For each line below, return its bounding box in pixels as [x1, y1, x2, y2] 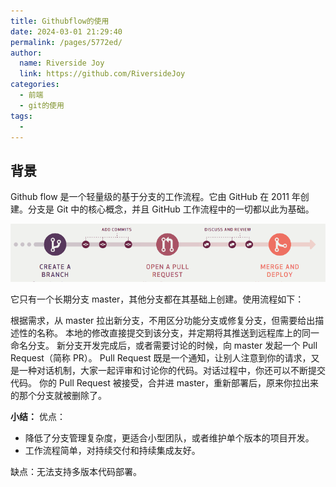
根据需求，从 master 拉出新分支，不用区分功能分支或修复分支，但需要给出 [10, 314, 316, 326]
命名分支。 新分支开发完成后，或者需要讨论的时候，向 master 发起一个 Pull [10, 339, 318, 351]
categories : [10, 80, 60, 90]
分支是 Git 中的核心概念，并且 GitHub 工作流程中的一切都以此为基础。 [27, 203, 315, 215]
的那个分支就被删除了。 [10, 389, 107, 401]
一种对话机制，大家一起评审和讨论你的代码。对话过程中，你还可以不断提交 [18, 364, 326, 376]
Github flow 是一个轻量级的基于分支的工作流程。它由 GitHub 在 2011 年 [10, 191, 301, 203]
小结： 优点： [10, 410, 66, 422]
